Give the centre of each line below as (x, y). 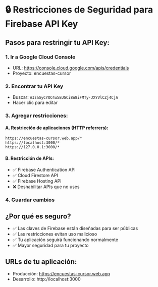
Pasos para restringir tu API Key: (57, 43)
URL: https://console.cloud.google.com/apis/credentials (71, 68)
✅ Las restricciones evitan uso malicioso (55, 234)
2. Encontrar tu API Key (34, 86)
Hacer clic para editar (35, 103)
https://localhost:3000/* (32, 143)
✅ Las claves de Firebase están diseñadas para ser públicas (75, 228)
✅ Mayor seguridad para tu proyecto (50, 246)
